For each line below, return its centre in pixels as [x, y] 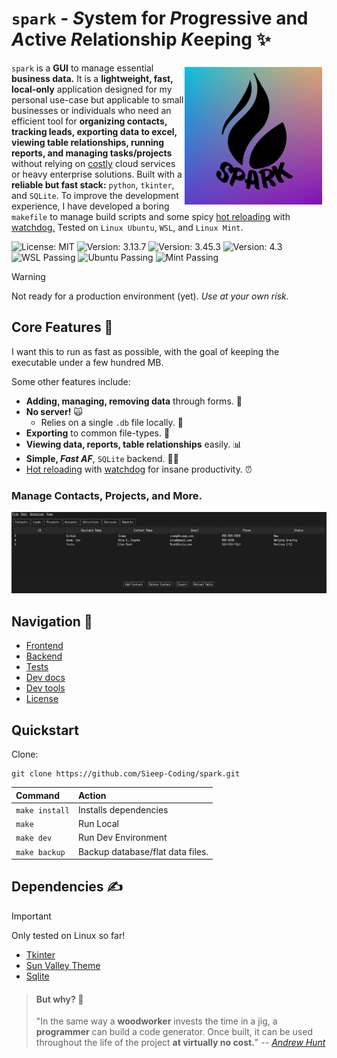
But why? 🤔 [59, 999]
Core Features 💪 [62, 327]
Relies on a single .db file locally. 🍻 [112, 422]
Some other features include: [71, 381]
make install [42, 810]
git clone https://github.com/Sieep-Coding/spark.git [126, 774]
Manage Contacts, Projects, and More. [107, 495]
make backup [40, 852]
